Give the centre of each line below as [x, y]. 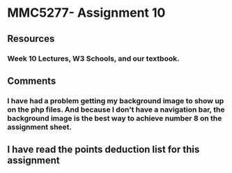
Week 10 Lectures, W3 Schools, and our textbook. [93, 59]
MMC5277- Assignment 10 [86, 13]
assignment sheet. [39, 127]
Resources [31, 39]
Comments [32, 81]
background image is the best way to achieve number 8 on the [115, 118]
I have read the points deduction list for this [103, 150]
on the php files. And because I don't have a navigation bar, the [116, 110]
